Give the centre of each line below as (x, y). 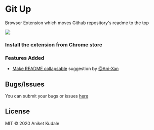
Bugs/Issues (25, 84)
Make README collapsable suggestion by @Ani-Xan (65, 69)
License (18, 112)
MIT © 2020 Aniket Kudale (32, 123)
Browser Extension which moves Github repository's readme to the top (77, 23)
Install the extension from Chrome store (54, 44)
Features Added (25, 58)
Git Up (18, 9)
